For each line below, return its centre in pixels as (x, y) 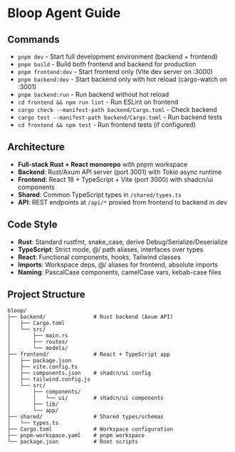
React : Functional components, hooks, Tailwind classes (99, 257)
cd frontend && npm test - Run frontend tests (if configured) (106, 125)
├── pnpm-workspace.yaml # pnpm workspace (76, 436)
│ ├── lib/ (33, 404)
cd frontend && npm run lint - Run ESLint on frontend (98, 102)
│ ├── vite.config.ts (43, 367)
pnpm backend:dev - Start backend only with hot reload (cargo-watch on (122, 79)
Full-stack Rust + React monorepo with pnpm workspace (103, 164)
